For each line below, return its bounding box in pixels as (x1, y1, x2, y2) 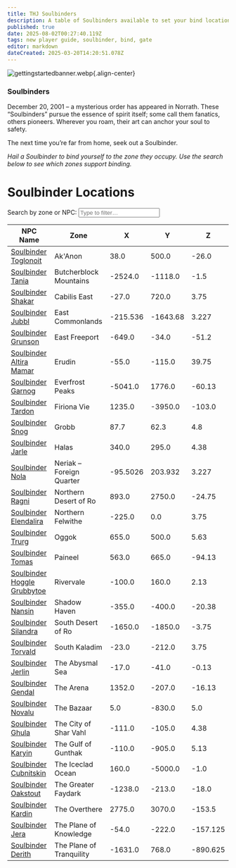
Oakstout (11, 788, 41, 798)
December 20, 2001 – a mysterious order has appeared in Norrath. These (7, 103, 219, 111)
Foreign (54, 467, 79, 477)
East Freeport (54, 333, 100, 342)
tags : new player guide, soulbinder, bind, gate (7, 37, 152, 44)
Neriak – (54, 459, 82, 469)
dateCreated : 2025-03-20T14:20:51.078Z (7, 50, 124, 57)
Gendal (11, 688, 35, 697)
